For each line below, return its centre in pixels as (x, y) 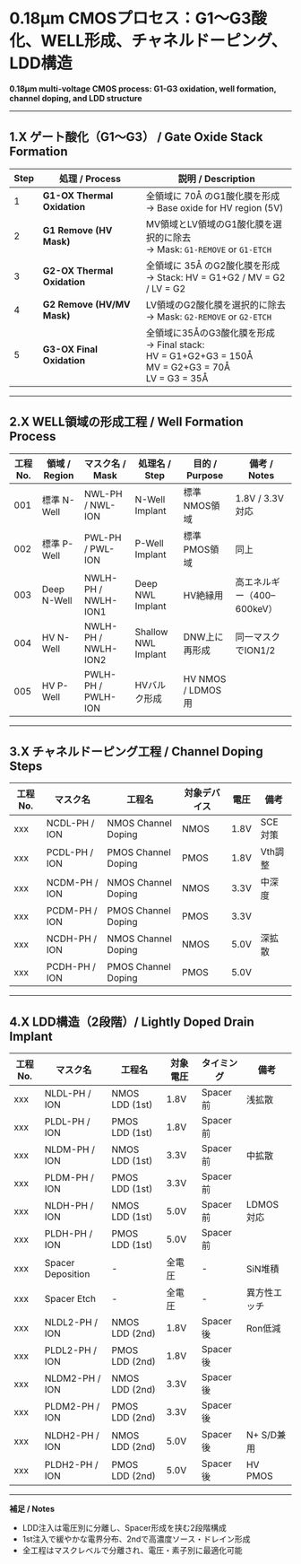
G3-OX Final (70, 349)
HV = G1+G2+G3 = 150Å (199, 355)
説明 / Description (216, 179)
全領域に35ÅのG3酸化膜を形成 (211, 333)
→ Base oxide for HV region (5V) (215, 207)
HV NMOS (205, 678)
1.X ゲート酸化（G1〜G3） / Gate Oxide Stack (136, 137)
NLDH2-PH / (72, 1436)
